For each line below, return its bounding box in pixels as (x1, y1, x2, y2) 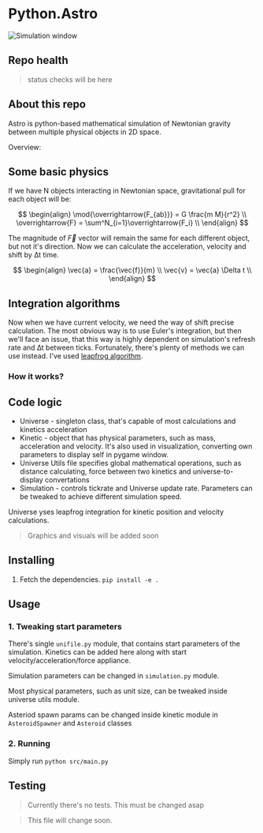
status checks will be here (27, 74, 113, 84)
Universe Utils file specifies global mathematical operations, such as (19, 458, 242, 467)
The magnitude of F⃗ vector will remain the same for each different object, (8, 234, 250, 243)
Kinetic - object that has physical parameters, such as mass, (19, 433, 217, 442)
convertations (44, 475, 90, 484)
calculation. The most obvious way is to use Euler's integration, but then (8, 326, 242, 336)
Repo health (8, 54, 69, 67)
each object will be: (8, 194, 72, 204)
